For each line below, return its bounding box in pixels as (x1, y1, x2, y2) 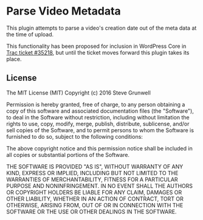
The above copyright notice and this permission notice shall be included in (6, 144, 193, 152)
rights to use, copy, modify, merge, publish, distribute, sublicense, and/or (6, 120, 190, 127)
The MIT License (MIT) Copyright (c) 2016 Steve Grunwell (6, 89, 151, 96)
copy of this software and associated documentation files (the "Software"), (6, 107, 194, 115)
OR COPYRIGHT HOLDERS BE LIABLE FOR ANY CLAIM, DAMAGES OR (6, 188, 182, 196)
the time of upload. (6, 30, 54, 38)
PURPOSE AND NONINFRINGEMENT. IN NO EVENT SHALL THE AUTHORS (6, 182, 193, 189)
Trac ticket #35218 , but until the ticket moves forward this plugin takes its (6, 48, 190, 56)
